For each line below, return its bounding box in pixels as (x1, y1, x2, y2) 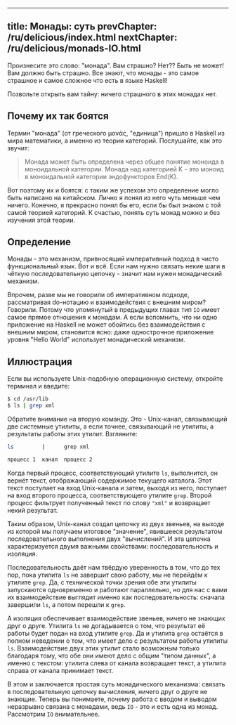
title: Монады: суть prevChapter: (7, 20, 157, 32)
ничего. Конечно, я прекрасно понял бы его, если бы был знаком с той (7, 201, 221, 209)
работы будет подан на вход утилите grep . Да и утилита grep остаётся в (7, 629, 223, 637)
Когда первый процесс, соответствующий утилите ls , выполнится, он (7, 469, 218, 477)
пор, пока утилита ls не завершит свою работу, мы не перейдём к (7, 570, 209, 579)
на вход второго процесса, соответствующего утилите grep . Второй (7, 491, 212, 499)
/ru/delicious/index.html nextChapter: (7, 32, 178, 44)
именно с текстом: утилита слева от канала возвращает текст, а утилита (7, 658, 226, 667)
